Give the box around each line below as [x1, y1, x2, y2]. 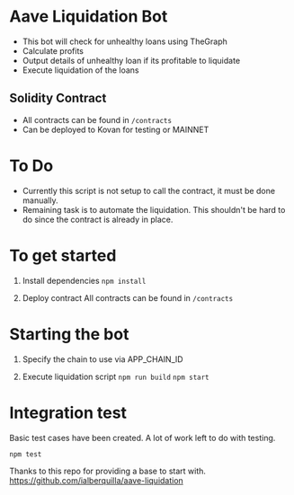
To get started [9, 245, 117, 266]
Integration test [9, 402, 128, 423]
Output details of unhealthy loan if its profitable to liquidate [22, 55, 241, 66]
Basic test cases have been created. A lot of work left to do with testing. [9, 432, 276, 443]
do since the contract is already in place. [22, 214, 174, 225]
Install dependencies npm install [22, 275, 147, 286]
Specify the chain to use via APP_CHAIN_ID [22, 353, 183, 365]
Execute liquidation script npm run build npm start [22, 371, 209, 382]
